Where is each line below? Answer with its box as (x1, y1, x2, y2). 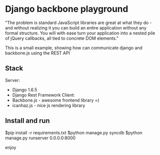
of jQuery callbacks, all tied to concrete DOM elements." (5, 35, 119, 41)
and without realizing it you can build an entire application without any (5, 25, 147, 30)
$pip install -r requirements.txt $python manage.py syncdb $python (5, 129, 143, 135)
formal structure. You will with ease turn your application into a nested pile (5, 30, 156, 36)
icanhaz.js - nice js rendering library (12, 102, 85, 108)
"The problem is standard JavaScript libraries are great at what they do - (5, 20, 152, 26)
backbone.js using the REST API (5, 50, 70, 56)
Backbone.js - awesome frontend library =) (12, 97, 100, 103)
